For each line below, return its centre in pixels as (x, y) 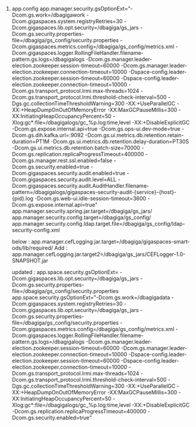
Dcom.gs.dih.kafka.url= (40, 135)
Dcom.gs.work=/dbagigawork (48, 15)
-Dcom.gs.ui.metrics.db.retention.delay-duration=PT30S (119, 141)
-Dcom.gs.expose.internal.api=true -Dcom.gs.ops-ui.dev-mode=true (96, 129)
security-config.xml (36, 230)
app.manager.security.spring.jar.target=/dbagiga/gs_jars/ (82, 211)
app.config (25, 9)
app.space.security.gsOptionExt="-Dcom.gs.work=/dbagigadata (91, 297)
